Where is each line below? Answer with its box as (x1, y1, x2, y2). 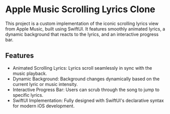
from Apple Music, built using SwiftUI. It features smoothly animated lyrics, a (5, 25, 165, 32)
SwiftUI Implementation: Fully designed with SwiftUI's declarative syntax (12, 97, 164, 103)
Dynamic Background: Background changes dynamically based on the (12, 75, 160, 82)
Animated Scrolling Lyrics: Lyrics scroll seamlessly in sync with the (12, 65, 152, 71)
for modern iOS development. (12, 103, 75, 109)
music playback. (12, 70, 47, 76)
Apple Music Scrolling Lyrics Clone (5, 4, 156, 15)
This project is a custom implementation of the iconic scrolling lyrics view (5, 20, 159, 26)
